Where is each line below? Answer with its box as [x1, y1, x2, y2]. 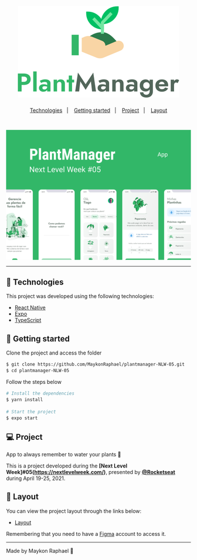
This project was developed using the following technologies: [6, 293, 154, 300]
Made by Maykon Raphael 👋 [6, 547, 74, 554]
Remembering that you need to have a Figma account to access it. [6, 530, 166, 537]
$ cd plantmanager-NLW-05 [6, 367, 69, 373]
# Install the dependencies [6, 390, 75, 396]
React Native [14, 304, 46, 312]
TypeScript [14, 317, 42, 324]
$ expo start [6, 415, 38, 421]
